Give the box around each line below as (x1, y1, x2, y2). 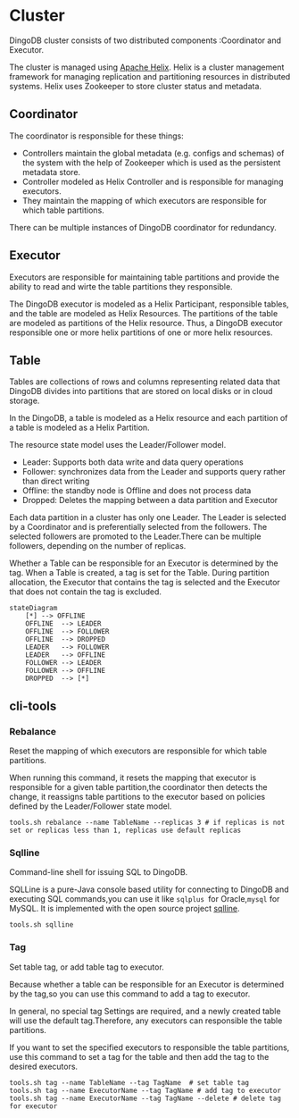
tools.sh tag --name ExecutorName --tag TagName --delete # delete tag (9, 1094, 281, 1103)
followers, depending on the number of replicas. (9, 541, 187, 551)
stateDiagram (9, 604, 58, 613)
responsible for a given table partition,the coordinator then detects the (9, 782, 268, 793)
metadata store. (21, 166, 81, 177)
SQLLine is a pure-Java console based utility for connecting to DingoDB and (9, 884, 289, 895)
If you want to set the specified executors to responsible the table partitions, (9, 1042, 290, 1053)
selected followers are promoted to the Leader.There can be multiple (9, 531, 262, 542)
